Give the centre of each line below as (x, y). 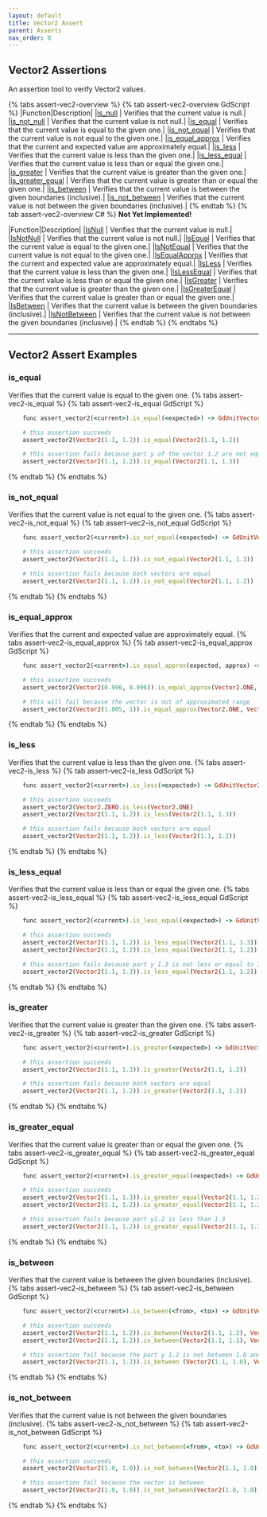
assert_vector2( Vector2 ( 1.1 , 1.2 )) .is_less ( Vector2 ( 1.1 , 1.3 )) (130, 815)
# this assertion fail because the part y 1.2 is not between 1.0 (135, 1355)
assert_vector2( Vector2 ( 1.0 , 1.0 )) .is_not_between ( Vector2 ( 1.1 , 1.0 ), (142, 1469)
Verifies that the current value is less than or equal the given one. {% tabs (129, 889)
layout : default (35, 16)
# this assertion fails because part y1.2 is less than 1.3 (124, 1220)
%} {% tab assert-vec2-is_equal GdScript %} (130, 403)
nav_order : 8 (30, 38)
